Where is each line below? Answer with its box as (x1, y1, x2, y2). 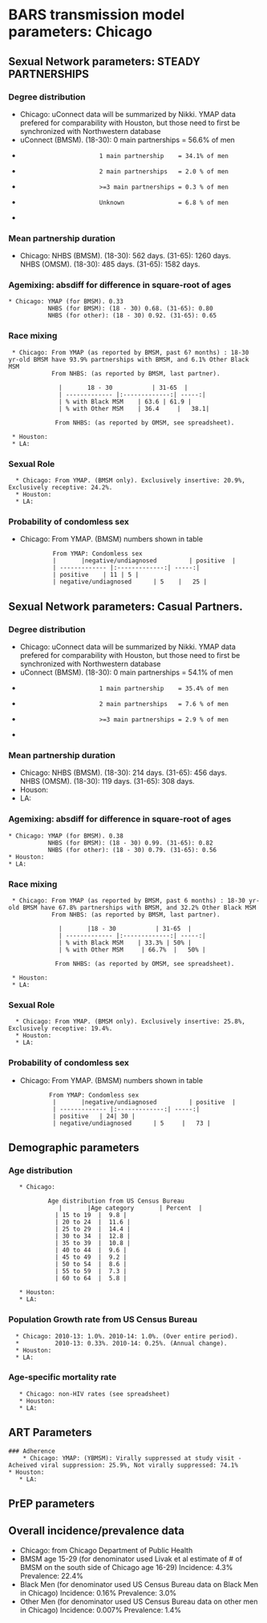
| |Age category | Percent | (59, 1204, 203, 1212)
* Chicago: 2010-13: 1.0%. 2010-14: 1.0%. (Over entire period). (15, 1332, 239, 1341)
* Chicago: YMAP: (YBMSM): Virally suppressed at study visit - (22, 1454, 242, 1462)
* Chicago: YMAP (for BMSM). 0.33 (8, 298, 124, 306)
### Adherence (8, 1446, 56, 1455)
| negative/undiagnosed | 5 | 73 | (52, 1119, 211, 1127)
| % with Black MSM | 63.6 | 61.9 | (59, 397, 192, 406)
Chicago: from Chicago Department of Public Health (19, 1545, 193, 1555)
